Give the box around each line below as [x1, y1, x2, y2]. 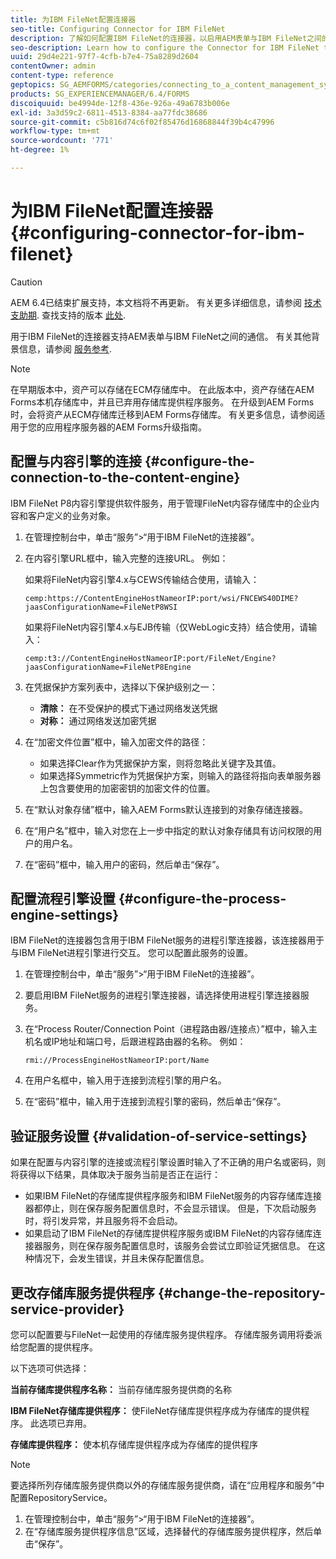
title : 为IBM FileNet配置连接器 [10, 14, 137, 25]
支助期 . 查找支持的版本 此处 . [10, 309, 126, 321]
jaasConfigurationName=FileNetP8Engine [24, 662, 192, 672]
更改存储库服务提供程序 [10, 1284, 155, 1301]
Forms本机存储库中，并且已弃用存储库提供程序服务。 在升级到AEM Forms [10, 396, 315, 408]
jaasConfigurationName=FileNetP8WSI [24, 602, 178, 612]
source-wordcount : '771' [10, 136, 114, 146]
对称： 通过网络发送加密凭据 [39, 714, 157, 726]
